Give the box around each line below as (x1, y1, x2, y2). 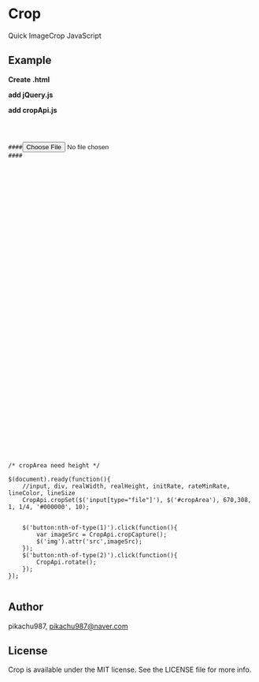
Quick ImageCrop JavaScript (8, 31, 102, 40)
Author (8, 601, 43, 614)
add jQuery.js (8, 90, 54, 99)
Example (8, 54, 52, 67)
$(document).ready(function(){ (8, 475, 111, 483)
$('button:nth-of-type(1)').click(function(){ (22, 523, 178, 531)
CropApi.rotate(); (36, 558, 97, 566)
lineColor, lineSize (8, 489, 76, 497)
